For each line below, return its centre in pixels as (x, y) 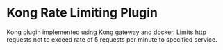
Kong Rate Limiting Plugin (82, 13)
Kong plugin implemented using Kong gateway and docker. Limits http (106, 32)
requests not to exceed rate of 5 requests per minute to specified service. (112, 39)
